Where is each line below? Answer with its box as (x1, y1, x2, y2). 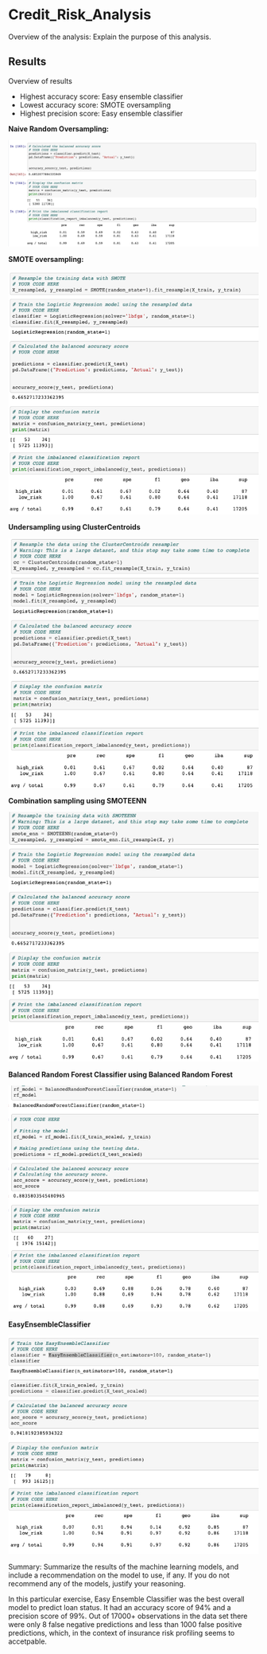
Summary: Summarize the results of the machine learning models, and (8, 1562, 239, 1571)
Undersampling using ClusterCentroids (8, 522, 141, 531)
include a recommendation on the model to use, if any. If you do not (8, 1570, 230, 1580)
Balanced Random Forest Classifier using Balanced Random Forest (8, 1069, 233, 1079)
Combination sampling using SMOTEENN (8, 796, 147, 805)
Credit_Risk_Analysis (8, 6, 152, 24)
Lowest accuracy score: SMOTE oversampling (19, 100, 172, 109)
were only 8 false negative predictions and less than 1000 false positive (8, 1619, 242, 1629)
